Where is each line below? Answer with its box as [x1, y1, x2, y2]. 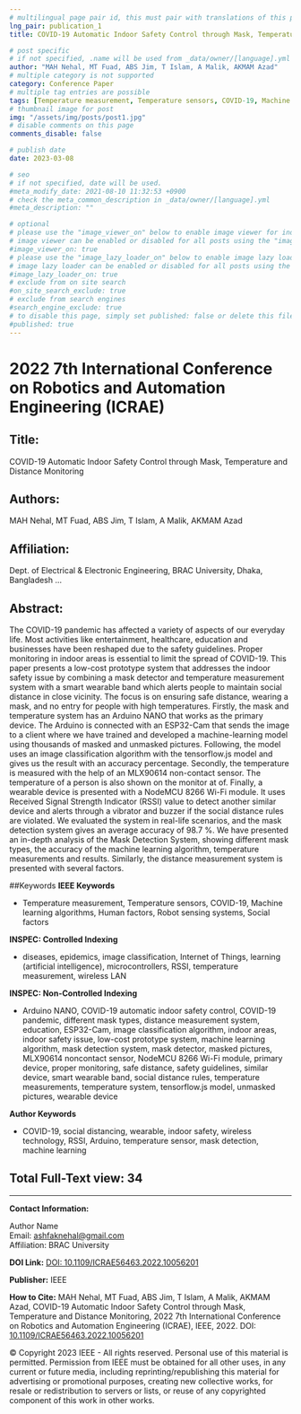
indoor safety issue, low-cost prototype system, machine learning [21, 1034, 266, 1044]
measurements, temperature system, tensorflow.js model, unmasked [21, 1081, 276, 1092]
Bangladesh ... [9, 575, 63, 586]
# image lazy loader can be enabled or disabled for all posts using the [9, 261, 291, 270]
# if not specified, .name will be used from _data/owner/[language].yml [9, 55, 291, 64]
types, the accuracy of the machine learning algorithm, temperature [9, 843, 260, 854]
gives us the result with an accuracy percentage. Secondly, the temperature [9, 757, 289, 768]
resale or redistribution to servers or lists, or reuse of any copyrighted [9, 1385, 266, 1396]
